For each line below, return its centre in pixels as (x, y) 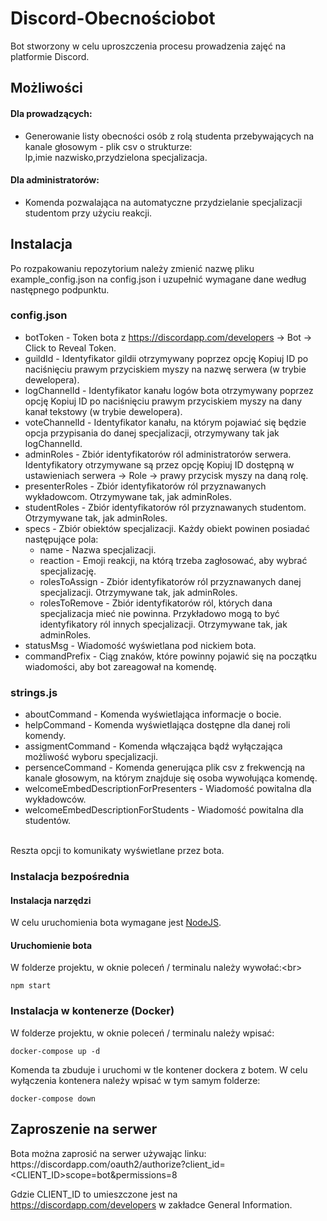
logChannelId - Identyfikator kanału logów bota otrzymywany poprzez (169, 390)
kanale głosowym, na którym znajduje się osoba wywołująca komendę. (171, 778)
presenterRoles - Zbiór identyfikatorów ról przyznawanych (145, 486)
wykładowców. (55, 799)
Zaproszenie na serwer (84, 1129)
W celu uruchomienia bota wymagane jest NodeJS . (116, 923)
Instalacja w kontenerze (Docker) (92, 1011)
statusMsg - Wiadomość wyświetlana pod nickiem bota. (140, 645)
